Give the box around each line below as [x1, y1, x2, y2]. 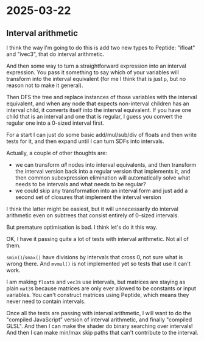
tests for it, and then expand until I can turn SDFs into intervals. [6, 138, 164, 145]
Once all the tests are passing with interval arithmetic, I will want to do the [6, 310, 192, 316]
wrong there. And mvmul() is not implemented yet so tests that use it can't [6, 260, 191, 267]
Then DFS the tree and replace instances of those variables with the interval [6, 94, 197, 100]
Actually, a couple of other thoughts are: [6, 150, 108, 156]
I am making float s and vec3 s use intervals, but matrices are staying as [6, 278, 186, 285]
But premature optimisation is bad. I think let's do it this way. [6, 223, 158, 231]
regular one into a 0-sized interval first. [6, 119, 105, 127]
